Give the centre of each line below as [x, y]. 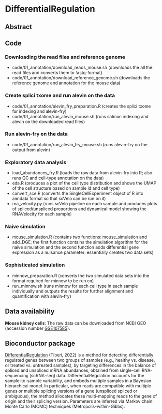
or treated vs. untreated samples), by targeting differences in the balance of [81, 365]
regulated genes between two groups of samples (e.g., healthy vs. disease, [80, 360]
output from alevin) [31, 150]
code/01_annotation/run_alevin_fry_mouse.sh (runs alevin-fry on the [80, 144]
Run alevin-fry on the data [36, 134]
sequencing [17, 376]
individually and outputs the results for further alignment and [72, 291]
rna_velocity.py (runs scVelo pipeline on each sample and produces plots [85, 204]
